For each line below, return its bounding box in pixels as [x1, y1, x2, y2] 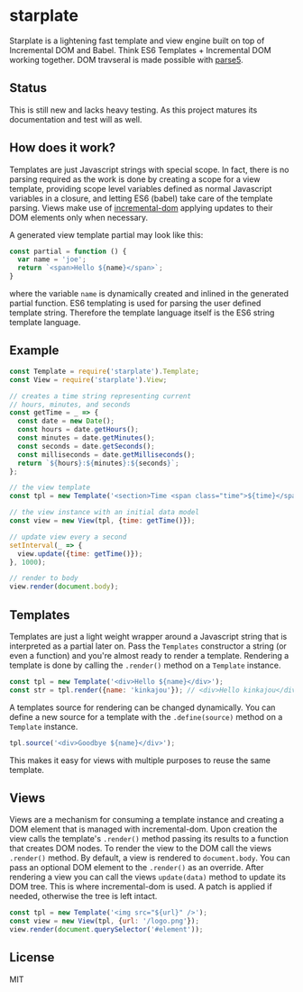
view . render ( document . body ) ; [9, 582, 119, 591]
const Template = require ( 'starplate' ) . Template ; [9, 367, 200, 376]
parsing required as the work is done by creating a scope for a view [9, 173, 261, 185]
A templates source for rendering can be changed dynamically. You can [9, 702, 276, 713]
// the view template [9, 483, 91, 492]
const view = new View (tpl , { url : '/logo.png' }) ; [9, 916, 200, 926]
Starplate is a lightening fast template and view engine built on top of [9, 35, 265, 46]
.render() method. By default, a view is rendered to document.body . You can [9, 852, 290, 863]
